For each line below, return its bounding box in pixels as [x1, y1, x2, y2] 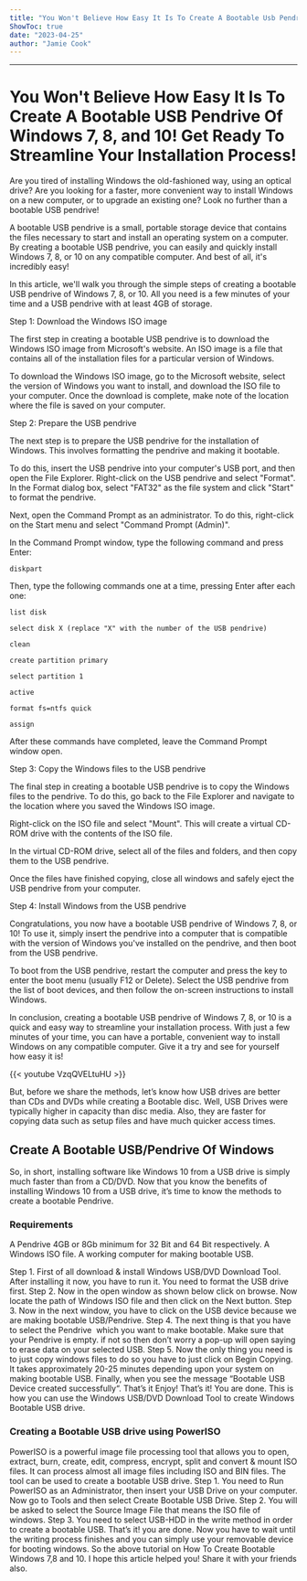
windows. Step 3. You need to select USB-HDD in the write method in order [9, 1514, 293, 1525]
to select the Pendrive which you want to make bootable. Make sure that [9, 1325, 284, 1336]
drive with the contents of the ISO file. [30, 828, 174, 839]
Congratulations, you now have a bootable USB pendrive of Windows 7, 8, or [9, 918, 298, 929]
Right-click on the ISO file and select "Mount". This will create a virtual [9, 818, 274, 829]
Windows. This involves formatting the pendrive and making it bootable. [9, 445, 281, 456]
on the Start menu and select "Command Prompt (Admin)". [9, 519, 231, 530]
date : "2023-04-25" [9, 30, 84, 39]
